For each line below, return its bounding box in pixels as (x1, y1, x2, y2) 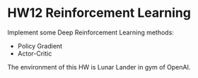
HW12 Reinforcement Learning (7, 5, 191, 21)
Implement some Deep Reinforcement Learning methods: (7, 28, 175, 37)
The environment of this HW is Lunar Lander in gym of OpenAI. (7, 63, 191, 71)
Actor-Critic (17, 49, 52, 58)
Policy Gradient (17, 41, 62, 50)
